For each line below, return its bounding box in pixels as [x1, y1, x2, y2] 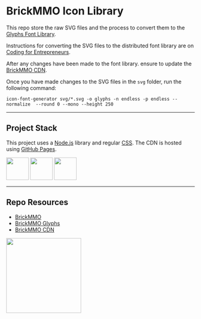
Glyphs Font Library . [6, 30, 56, 37]
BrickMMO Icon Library [6, 4, 124, 18]
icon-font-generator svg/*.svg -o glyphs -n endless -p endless [6, 96, 170, 102]
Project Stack [6, 123, 58, 133]
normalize [6, 101, 31, 107]
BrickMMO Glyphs [14, 219, 60, 227]
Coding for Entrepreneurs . [6, 48, 71, 55]
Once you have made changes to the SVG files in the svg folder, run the [6, 78, 182, 85]
